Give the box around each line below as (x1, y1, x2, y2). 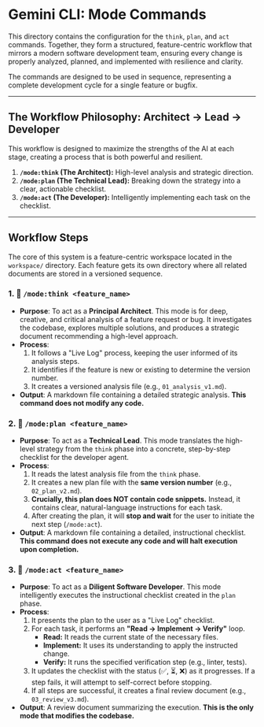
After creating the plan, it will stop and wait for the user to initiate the (31, 511, 255, 521)
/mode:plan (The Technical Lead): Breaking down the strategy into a (19, 176, 241, 185)
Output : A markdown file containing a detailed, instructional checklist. (19, 528, 246, 537)
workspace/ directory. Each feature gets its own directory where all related (8, 260, 247, 269)
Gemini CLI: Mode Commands (8, 6, 207, 24)
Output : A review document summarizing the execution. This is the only (19, 703, 254, 712)
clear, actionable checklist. (19, 184, 107, 194)
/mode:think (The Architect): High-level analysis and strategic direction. (19, 167, 254, 176)
